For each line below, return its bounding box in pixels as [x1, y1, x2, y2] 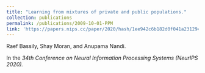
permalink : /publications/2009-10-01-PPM [6, 20, 113, 26]
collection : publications [6, 15, 72, 21]
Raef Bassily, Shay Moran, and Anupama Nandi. [6, 43, 126, 50]
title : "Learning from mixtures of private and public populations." [6, 9, 187, 15]
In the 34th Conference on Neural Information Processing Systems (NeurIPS [6, 54, 198, 61]
